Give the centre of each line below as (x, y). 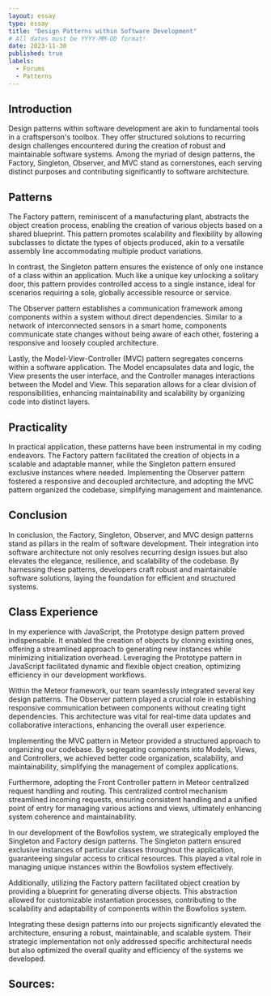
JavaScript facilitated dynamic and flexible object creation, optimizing (125, 666)
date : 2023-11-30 (38, 46)
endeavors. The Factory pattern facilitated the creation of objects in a (124, 456)
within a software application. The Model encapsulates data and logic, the (131, 367)
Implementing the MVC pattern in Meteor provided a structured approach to (135, 741)
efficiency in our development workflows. (78, 675)
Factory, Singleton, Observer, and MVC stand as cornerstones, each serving (135, 163)
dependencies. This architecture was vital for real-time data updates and (130, 716)
